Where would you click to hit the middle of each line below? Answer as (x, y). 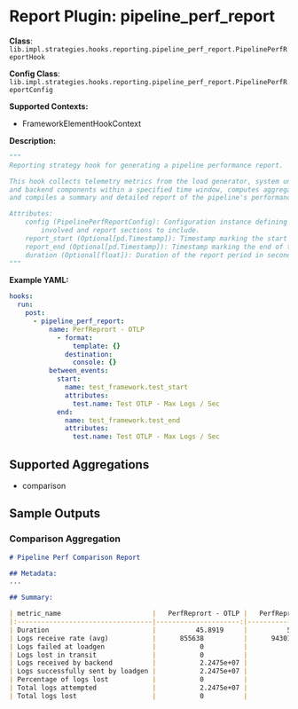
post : (35, 313)
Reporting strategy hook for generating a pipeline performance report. (146, 165)
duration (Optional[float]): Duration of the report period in (145, 255)
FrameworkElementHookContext (82, 123)
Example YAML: (39, 280)
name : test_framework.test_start (127, 388)
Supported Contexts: (49, 106)
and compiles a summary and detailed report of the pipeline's (129, 198)
